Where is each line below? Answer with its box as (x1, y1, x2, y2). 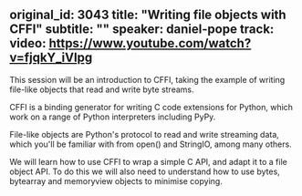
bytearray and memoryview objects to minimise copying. (9, 175, 224, 186)
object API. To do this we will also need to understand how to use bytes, (9, 166, 280, 177)
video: (9, 36, 47, 51)
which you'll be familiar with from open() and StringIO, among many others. (9, 139, 292, 150)
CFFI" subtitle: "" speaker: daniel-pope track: (9, 22, 275, 37)
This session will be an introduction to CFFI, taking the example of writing (9, 74, 286, 85)
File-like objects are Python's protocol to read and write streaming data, (9, 129, 280, 139)
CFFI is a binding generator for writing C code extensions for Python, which (9, 101, 294, 112)
